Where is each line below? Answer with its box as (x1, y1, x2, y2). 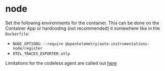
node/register (12, 46, 43, 51)
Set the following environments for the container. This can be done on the (5, 20, 159, 26)
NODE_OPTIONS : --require (12, 40, 63, 46)
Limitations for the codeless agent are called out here (5, 60, 117, 66)
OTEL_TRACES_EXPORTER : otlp (12, 50, 70, 56)
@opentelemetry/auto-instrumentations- (65, 41, 150, 46)
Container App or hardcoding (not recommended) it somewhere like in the (5, 25, 160, 31)
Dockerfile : (5, 30, 29, 37)
